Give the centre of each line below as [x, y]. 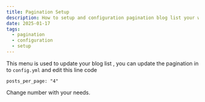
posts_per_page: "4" [33, 81]
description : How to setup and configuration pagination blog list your [101, 18]
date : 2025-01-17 [28, 23]
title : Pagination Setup [38, 12]
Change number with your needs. [48, 92]
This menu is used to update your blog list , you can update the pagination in [103, 63]
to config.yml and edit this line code [52, 70]
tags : [13, 29]
